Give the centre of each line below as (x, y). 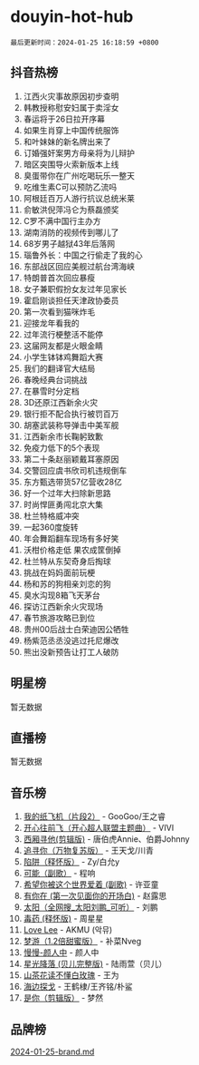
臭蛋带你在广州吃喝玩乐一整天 (79, 175)
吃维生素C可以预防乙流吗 (70, 187)
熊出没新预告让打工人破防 (71, 651)
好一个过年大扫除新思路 (67, 493)
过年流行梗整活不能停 (63, 334)
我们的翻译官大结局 (59, 368)
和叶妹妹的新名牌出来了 (67, 142)
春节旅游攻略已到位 (59, 618)
